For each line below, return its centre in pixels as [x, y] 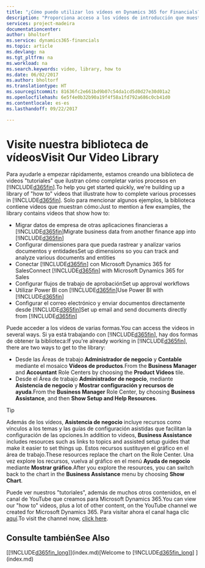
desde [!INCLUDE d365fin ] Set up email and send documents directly [101, 310]
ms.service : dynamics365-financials [53, 40]
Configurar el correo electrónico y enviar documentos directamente [100, 303]
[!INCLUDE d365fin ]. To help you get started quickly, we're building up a [95, 187]
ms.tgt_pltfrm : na [30, 58]
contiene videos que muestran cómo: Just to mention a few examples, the [99, 207]
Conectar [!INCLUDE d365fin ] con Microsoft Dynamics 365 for [93, 264]
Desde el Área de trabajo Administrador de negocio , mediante [94, 379]
